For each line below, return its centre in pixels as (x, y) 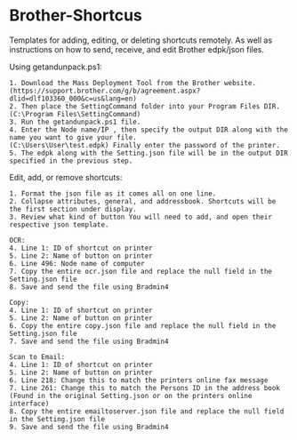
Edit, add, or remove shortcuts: (66, 177)
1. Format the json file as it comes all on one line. (113, 193)
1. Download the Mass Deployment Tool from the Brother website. (132, 83)
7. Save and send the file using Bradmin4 (89, 341)
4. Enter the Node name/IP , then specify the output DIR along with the (149, 130)
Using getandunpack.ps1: (56, 67)
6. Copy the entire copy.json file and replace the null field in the (143, 325)
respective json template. (59, 224)
